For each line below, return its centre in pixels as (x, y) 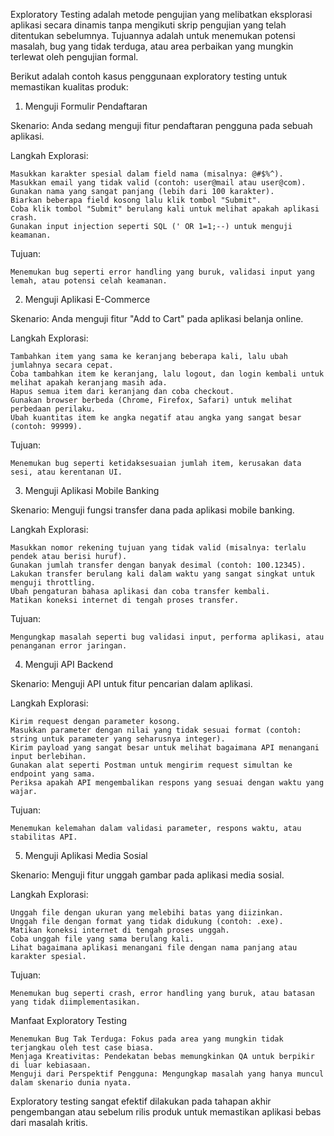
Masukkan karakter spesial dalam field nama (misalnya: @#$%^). (147, 174)
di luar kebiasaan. (51, 1065)
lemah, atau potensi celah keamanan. (89, 281)
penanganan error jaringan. (69, 646)
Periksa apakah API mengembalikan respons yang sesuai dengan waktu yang (167, 783)
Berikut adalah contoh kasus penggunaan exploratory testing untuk (149, 76)
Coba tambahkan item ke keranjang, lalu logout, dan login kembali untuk (167, 374)
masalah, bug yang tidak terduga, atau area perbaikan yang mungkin (152, 46)
